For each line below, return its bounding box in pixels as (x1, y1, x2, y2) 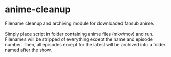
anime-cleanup (5, 4, 71, 15)
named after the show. (5, 47, 52, 53)
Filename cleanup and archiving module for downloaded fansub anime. (5, 20, 154, 26)
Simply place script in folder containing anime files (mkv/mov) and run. (5, 31, 154, 37)
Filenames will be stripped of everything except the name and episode (5, 36, 153, 42)
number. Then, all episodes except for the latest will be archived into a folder (5, 41, 166, 47)
